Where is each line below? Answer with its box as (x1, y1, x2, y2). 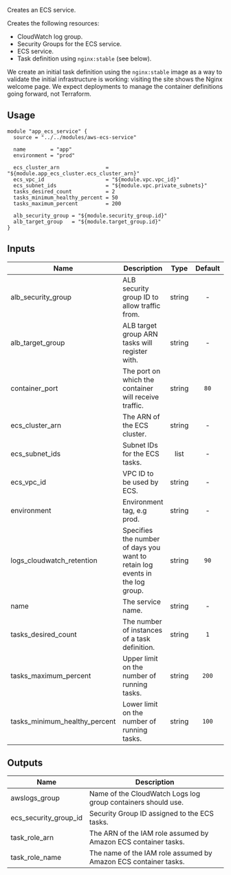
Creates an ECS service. (7, 6, 76, 14)
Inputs (7, 243, 36, 255)
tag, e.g (122, 505, 147, 515)
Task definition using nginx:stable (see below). (16, 54, 152, 63)
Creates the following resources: (7, 19, 100, 27)
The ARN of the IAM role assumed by (89, 829, 209, 839)
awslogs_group (10, 793, 60, 803)
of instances (122, 625, 163, 635)
